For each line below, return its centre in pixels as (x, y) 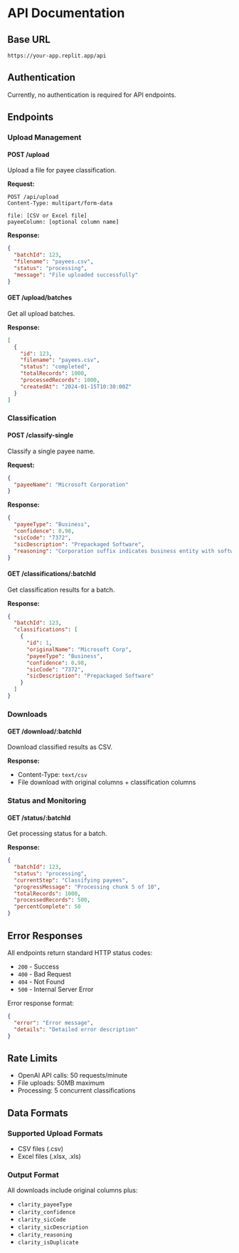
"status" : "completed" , (55, 367)
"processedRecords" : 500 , (52, 900)
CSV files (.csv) (41, 1148)
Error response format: (41, 1003)
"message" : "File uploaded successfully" (76, 275)
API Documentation (66, 13)
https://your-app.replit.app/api (57, 56)
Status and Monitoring (47, 801)
